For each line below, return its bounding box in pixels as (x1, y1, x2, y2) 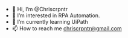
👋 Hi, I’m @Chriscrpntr (11, 6, 68, 12)
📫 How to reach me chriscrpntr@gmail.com (11, 25, 122, 32)
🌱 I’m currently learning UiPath (11, 18, 89, 25)
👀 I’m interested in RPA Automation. (11, 12, 100, 19)
